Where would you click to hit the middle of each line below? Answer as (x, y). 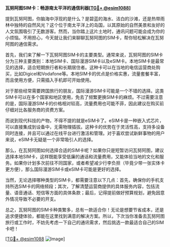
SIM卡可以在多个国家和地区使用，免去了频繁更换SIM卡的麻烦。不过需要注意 (84, 97)
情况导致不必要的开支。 (34, 199)
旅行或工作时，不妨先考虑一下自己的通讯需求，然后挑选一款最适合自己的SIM (85, 222)
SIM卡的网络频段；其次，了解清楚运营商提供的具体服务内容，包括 (87, 186)
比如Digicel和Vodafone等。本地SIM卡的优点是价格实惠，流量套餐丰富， (88, 74)
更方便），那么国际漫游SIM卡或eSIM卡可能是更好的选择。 (65, 169)
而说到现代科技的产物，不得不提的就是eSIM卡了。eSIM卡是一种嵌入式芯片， (85, 120)
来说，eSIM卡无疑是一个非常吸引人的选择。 (51, 139)
